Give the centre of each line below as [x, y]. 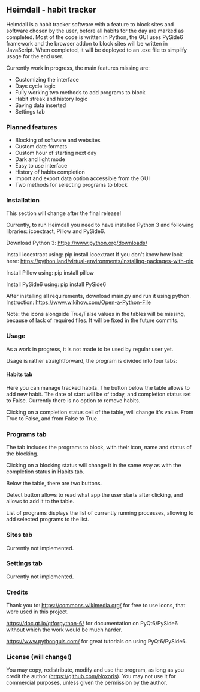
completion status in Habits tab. [46, 472]
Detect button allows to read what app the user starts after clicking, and [95, 495]
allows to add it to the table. [40, 502]
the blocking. [22, 454]
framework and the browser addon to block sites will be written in [87, 43]
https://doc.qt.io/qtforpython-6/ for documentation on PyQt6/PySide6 [92, 624]
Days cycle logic [35, 86]
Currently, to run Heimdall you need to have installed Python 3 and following [100, 225]
